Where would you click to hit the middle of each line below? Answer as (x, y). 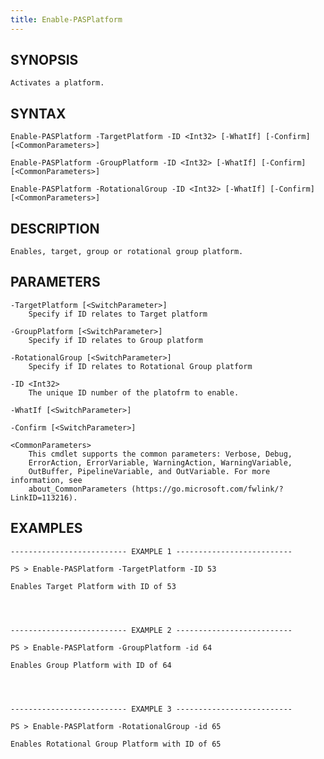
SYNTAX (38, 113)
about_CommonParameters (78, 489)
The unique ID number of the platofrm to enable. (134, 392)
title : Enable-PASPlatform (66, 19)
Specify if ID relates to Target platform (118, 314)
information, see (46, 480)
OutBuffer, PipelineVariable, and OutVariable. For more (149, 471)
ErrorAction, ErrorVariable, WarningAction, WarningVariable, (160, 462)
